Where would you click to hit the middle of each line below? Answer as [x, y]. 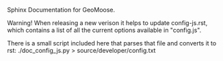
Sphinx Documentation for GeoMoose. [61, 10]
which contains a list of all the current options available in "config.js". [104, 30]
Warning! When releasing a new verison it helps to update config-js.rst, [107, 23]
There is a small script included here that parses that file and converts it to [112, 43]
